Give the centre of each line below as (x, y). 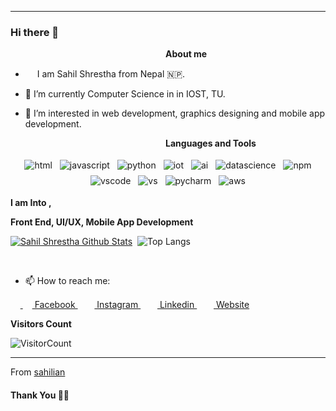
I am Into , (31, 203)
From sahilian (38, 372)
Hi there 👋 (35, 32)
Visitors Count (41, 324)
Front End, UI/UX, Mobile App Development (102, 222)
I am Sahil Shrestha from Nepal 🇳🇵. (111, 74)
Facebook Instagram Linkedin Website (142, 305)
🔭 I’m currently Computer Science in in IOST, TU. (125, 94)
